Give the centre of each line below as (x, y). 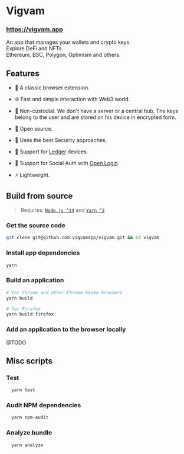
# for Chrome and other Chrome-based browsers (64, 292)
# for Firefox (24, 309)
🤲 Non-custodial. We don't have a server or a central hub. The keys (96, 111)
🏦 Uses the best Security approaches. (61, 140)
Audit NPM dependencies (44, 405)
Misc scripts (29, 361)
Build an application (35, 281)
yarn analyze (27, 445)
